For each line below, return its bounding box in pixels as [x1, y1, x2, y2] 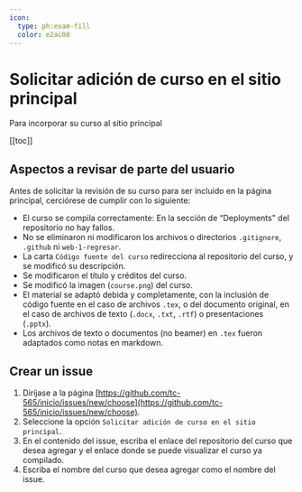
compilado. [22, 454, 65, 465]
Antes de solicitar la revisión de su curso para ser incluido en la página [9, 186, 272, 197]
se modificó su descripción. [22, 261, 126, 272]
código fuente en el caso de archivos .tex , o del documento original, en [22, 299, 290, 310]
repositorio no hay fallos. [22, 222, 115, 233]
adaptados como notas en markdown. [22, 338, 164, 348]
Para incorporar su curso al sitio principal [9, 118, 162, 129]
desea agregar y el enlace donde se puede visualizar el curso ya [22, 444, 263, 456]
